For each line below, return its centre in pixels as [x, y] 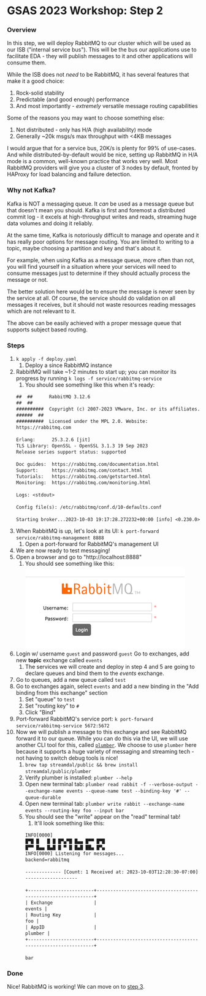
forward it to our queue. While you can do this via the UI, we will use [102, 739]
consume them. [27, 63]
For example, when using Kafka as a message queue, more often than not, [101, 260]
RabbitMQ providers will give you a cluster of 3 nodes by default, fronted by [103, 168]
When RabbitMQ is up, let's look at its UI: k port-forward [87, 531]
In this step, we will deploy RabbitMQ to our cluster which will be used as [99, 43]
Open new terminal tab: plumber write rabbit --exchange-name [105, 804]
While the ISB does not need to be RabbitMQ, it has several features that [98, 75]
